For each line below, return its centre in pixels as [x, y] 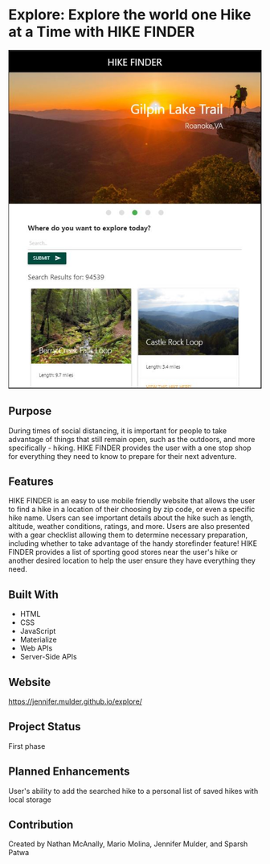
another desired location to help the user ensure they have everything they [132, 560]
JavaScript [38, 631]
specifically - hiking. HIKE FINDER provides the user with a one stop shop [130, 448]
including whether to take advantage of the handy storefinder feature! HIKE [133, 544]
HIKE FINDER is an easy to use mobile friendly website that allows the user [132, 501]
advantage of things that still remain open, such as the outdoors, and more [132, 439]
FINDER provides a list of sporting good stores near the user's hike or [123, 552]
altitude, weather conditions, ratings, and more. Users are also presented [129, 527]
